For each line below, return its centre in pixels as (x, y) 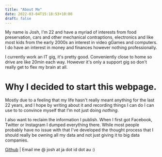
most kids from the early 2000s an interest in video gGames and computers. (81, 43)
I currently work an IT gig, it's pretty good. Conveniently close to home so (79, 57)
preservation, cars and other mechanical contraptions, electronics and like (79, 37)
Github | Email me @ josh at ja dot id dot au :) (50, 150)
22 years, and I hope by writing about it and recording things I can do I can (80, 105)
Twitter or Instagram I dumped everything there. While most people (72, 125)
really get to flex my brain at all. (36, 67)
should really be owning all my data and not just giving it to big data (72, 135)
